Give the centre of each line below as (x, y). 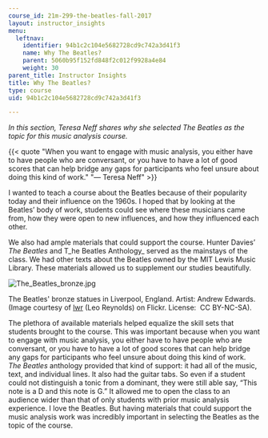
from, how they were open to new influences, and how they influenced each (134, 218)
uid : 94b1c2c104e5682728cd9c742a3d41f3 (75, 98)
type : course (30, 90)
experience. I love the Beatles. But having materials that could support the (130, 408)
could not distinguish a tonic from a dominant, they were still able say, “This (133, 383)
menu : (17, 30)
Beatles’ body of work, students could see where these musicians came (127, 210)
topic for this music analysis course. (68, 136)
